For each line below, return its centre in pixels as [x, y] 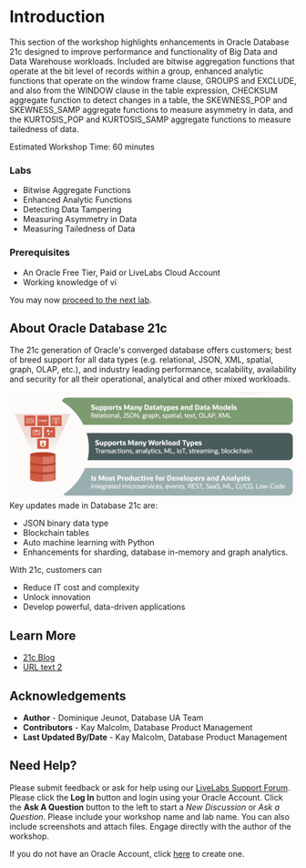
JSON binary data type [66, 523]
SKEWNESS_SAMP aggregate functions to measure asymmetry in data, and [151, 109]
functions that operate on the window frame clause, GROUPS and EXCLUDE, [153, 80]
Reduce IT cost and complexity [81, 587]
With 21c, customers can [56, 570]
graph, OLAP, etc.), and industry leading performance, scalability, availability [153, 370]
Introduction [57, 17]
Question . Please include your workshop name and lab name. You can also [149, 816]
